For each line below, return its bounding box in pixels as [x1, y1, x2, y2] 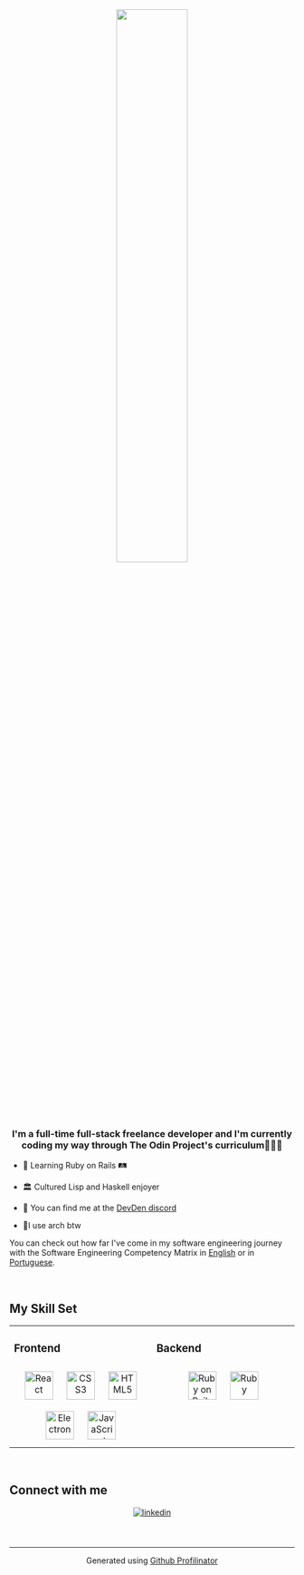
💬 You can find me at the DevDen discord [22, 1202, 176, 1214]
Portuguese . [9, 1257, 56, 1268]
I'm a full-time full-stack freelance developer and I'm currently [12, 1127, 292, 1140]
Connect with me [9, 1482, 109, 1498]
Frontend [14, 1342, 62, 1355]
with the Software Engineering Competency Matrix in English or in [9, 1247, 255, 1258]
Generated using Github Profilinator [85, 1555, 219, 1566]
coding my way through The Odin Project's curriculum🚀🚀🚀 [21, 1139, 283, 1151]
